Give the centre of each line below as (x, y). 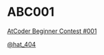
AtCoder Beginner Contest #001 (52, 31)
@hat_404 (22, 44)
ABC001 (31, 12)
